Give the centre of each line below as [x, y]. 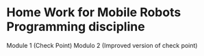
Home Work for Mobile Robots [94, 12]
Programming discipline [76, 27]
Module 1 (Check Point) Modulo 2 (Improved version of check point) [102, 45]
